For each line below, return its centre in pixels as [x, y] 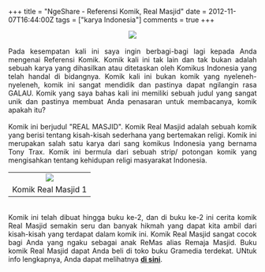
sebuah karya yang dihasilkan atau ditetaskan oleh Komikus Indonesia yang [132, 68]
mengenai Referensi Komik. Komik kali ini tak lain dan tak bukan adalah [132, 60]
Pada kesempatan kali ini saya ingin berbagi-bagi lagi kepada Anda [132, 51]
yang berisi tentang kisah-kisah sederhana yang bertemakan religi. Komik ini [132, 135]
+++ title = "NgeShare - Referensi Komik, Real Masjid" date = [108, 11]
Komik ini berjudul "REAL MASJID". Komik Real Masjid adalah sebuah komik [132, 127]
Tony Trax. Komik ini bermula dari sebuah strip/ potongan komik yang [132, 152]
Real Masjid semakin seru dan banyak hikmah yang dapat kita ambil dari [132, 225]
